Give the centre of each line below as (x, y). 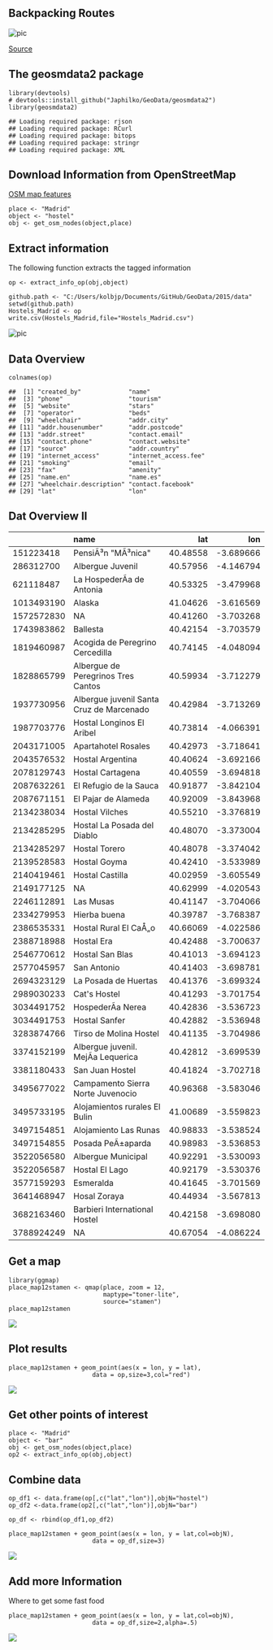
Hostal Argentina (105, 759)
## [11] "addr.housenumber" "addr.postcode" (96, 428)
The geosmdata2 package (76, 74)
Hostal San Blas (103, 954)
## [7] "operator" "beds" (80, 414)
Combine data (45, 1480)
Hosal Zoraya (98, 1196)
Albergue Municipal (110, 1156)
